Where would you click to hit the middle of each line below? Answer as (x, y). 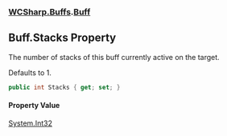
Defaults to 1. (30, 72)
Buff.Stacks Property (62, 38)
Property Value (34, 106)
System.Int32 (30, 123)
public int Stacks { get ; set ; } (64, 87)
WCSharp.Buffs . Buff (50, 12)
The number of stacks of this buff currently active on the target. (114, 57)
